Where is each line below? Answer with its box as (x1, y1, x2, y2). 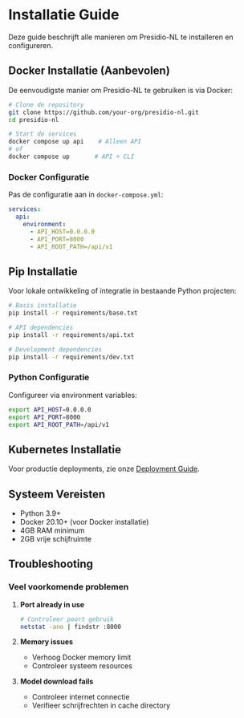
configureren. (8, 40, 54, 50)
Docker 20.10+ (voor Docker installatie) (19, 517, 149, 527)
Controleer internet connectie (31, 692, 130, 702)
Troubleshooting (8, 558, 94, 571)
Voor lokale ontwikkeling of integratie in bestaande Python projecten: (8, 286, 237, 296)
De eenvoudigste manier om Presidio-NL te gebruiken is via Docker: (8, 85, 233, 95)
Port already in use (19, 599, 85, 609)
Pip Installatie (8, 265, 78, 278)
